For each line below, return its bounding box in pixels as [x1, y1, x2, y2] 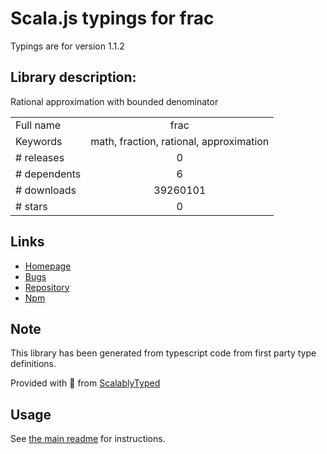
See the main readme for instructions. [10, 433, 166, 445]
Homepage [24, 260, 72, 272]
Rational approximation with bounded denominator [10, 95, 219, 107]
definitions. [10, 358, 57, 370]
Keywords [15, 134, 63, 148]
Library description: [10, 69, 137, 86]
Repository [24, 281, 70, 293]
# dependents [15, 167, 82, 181]
